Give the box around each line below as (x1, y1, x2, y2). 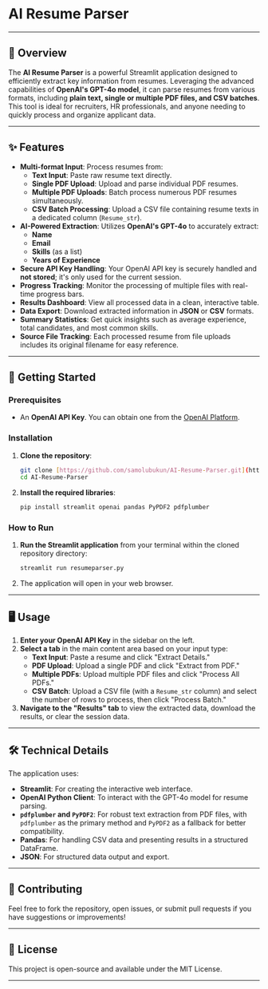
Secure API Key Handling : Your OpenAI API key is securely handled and (19, 263, 258, 273)
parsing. (19, 801, 48, 810)
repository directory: (19, 548, 88, 559)
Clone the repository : (19, 450, 93, 460)
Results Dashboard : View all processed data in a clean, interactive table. (19, 297, 259, 307)
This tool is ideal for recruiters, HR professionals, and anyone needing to (8, 101, 246, 111)
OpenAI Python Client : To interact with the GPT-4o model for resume (19, 792, 249, 802)
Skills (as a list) (31, 247, 82, 256)
